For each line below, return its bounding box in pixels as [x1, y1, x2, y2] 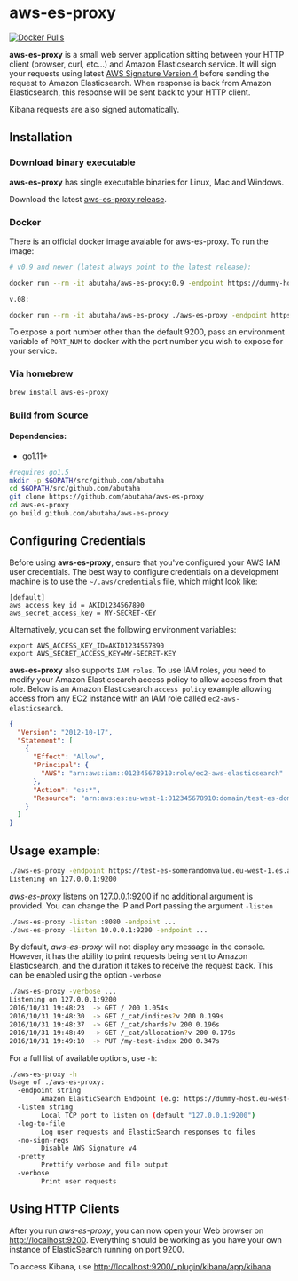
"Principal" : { [32, 761, 90, 770]
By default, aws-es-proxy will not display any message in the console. [9, 941, 266, 952]
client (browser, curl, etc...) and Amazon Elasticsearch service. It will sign [9, 59, 277, 69]
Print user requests [41, 1176, 117, 1186]
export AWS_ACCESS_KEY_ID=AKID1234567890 [9, 641, 165, 650]
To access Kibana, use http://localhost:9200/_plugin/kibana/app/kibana [9, 1261, 271, 1271]
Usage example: [9, 843, 101, 858]
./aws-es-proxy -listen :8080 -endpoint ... [9, 917, 176, 926]
